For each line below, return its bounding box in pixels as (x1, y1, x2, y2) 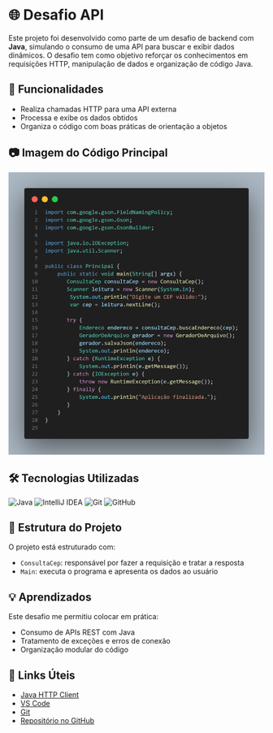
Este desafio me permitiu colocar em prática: (8, 612, 159, 622)
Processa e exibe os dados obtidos (19, 112, 138, 123)
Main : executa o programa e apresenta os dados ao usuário (19, 566, 219, 576)
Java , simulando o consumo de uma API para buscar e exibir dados (8, 41, 235, 51)
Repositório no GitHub (19, 715, 95, 725)
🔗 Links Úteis (8, 668, 76, 682)
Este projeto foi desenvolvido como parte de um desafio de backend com (8, 33, 254, 42)
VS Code (19, 698, 50, 708)
